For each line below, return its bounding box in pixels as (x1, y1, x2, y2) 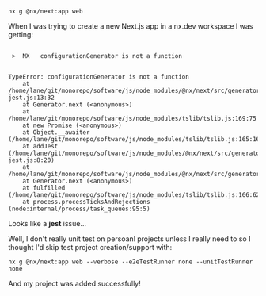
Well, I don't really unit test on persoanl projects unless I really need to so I (8, 234, 251, 244)
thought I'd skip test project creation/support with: (8, 243, 173, 252)
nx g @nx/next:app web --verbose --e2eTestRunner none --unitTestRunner (8, 258, 253, 266)
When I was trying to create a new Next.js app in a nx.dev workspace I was (8, 21, 253, 31)
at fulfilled (22, 184, 66, 192)
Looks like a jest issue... (8, 219, 87, 228)
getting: (8, 30, 34, 39)
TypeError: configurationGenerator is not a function (8, 73, 190, 81)
